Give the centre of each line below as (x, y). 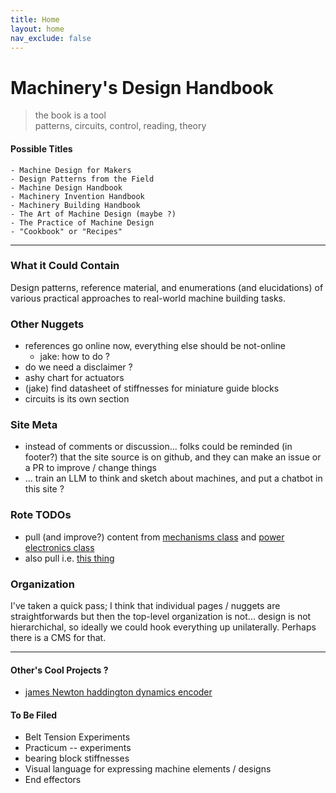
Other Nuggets (47, 324)
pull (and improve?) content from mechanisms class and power (154, 537)
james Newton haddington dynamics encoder (118, 692)
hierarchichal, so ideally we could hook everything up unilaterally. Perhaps (163, 627)
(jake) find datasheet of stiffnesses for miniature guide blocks (152, 388)
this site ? (44, 489)
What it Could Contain (65, 266)
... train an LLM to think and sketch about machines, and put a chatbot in (173, 478)
